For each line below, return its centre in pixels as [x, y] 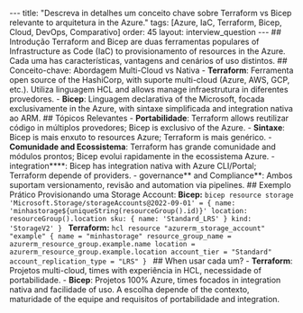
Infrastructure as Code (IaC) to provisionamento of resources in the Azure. [147, 51]
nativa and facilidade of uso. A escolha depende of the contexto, [129, 290]
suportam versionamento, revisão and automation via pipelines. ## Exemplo [150, 185]
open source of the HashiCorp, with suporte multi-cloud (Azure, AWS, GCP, [150, 80]
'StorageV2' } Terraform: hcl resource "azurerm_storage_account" [138, 228]
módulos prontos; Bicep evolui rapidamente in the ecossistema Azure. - [142, 156]
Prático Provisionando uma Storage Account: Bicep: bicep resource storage [151, 194]
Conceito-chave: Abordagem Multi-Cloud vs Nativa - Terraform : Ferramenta [151, 70]
